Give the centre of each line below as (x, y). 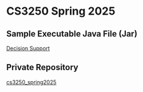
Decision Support (28, 48)
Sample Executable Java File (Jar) (72, 34)
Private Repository (42, 67)
